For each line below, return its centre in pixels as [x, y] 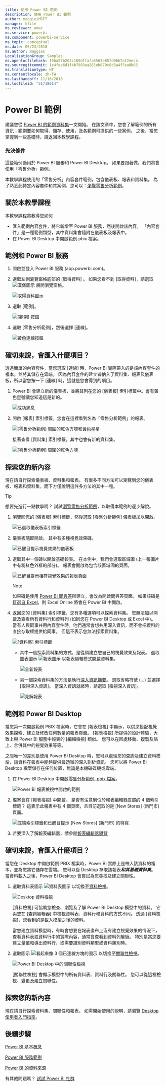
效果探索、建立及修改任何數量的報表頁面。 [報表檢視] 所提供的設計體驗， [80, 733]
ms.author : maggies [25, 51]
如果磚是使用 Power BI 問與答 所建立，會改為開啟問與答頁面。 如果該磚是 [86, 596]
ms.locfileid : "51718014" [32, 83]
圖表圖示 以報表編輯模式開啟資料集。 [69, 659]
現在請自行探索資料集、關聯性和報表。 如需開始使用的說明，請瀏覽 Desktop [82, 1011]
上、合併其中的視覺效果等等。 [35, 745]
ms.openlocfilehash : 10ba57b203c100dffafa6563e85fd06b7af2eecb [72, 61]
